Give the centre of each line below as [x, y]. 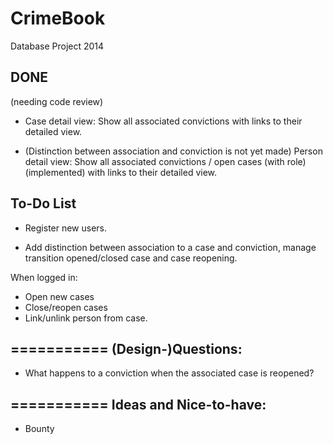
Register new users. [66, 228]
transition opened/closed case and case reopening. [131, 258]
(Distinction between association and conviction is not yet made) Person [173, 151]
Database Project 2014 [57, 46]
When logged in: [44, 277]
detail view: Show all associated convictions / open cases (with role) [165, 161]
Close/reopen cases [66, 307]
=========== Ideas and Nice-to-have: [138, 404]
